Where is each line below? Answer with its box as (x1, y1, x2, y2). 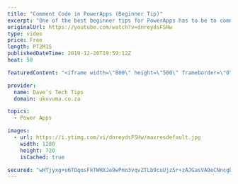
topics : (7, 108, 30, 115)
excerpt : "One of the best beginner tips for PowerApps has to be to (7, 17, 217, 24)
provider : (7, 82, 37, 89)
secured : (7, 166, 33, 173)
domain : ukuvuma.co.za (13, 95, 81, 103)
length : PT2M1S (7, 43, 52, 50)
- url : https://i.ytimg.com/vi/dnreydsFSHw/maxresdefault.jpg (13, 134, 201, 141)
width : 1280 (20, 140, 55, 147)
